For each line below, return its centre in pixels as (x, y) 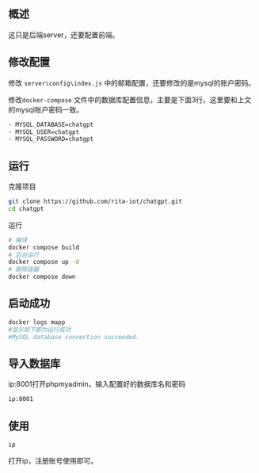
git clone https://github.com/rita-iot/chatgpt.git (95, 202)
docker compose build (44, 247)
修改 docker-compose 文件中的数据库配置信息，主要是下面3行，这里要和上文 (130, 99)
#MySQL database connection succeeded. (74, 337)
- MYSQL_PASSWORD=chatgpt (51, 139)
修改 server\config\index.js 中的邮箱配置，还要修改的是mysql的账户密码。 (132, 82)
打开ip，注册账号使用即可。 (53, 460)
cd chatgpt (26, 208)
